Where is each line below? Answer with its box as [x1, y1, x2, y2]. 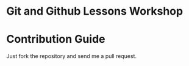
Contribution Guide [6, 32, 105, 46]
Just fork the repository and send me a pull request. [6, 53, 137, 60]
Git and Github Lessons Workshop [6, 4, 184, 18]
